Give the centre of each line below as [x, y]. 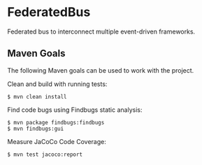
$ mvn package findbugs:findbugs [56, 122]
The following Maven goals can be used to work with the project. [101, 70]
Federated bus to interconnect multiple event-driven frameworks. [101, 31]
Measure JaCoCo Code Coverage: [57, 141]
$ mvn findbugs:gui [36, 129]
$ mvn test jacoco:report [45, 155]
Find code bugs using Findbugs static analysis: [75, 110]
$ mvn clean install [37, 96]
